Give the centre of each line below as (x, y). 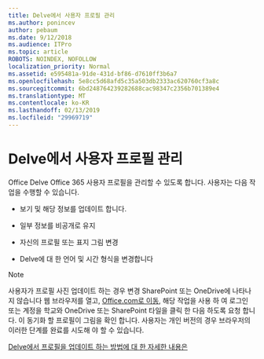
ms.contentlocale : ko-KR (49, 103)
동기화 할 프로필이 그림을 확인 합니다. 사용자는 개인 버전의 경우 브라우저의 (139, 320)
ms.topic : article (38, 52)
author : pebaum (33, 30)
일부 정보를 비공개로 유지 (57, 225)
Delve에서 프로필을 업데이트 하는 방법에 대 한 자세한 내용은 (98, 346)
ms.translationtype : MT (47, 96)
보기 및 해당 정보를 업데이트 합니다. (73, 208)
